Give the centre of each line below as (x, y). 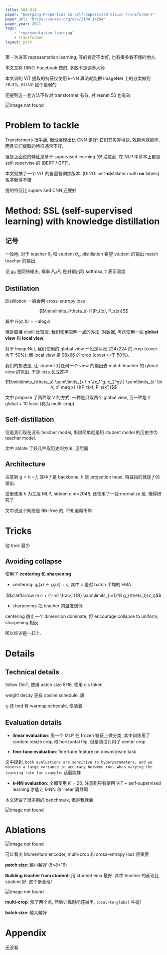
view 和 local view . (25, 338)
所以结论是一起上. (23, 633)
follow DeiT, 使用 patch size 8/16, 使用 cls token (54, 685)
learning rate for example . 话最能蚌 (43, 772)
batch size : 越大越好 (26, 912)
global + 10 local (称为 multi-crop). (40, 404)
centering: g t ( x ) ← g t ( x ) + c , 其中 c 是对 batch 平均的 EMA (72, 585)
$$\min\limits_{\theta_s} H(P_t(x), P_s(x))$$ (84, 311)
